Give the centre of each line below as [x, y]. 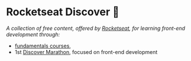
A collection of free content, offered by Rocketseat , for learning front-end [96, 28]
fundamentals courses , [43, 46]
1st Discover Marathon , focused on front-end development [86, 52]
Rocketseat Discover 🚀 [63, 12]
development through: [33, 34]
